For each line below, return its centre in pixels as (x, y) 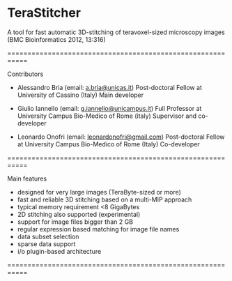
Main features (27, 179)
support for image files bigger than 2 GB (75, 222)
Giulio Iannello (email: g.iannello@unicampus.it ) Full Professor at (109, 108)
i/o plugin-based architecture (59, 251)
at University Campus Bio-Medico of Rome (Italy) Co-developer (108, 144)
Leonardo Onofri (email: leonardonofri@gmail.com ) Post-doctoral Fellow (121, 137)
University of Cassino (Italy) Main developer (80, 95)
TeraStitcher (44, 13)
